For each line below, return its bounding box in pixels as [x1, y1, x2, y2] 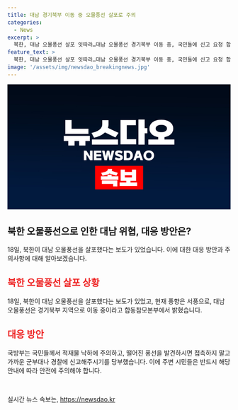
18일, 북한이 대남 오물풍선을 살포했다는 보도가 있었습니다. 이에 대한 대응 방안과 [7, 245, 223, 254]
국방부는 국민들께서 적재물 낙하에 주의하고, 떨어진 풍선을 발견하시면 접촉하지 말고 [7, 348, 231, 357]
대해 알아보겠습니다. [31, 254, 87, 263]
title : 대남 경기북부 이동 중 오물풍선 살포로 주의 [7, 11, 136, 18]
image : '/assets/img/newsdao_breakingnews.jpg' [7, 64, 151, 71]
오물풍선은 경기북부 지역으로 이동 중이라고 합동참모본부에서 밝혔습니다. [7, 305, 203, 314]
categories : [7, 18, 42, 26]
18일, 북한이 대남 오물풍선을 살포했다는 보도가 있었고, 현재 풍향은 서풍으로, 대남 [7, 297, 225, 305]
